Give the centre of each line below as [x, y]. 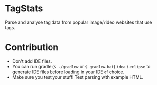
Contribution [32, 48]
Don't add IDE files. [32, 61]
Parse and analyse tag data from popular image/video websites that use [78, 22]
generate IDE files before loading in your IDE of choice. [68, 72]
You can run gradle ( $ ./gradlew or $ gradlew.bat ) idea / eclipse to [81, 66]
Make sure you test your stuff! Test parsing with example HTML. [78, 77]
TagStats [24, 9]
